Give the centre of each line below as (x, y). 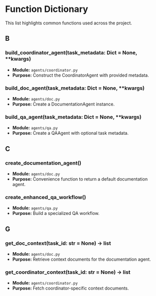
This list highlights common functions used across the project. (69, 23)
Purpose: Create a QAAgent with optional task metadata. (70, 133)
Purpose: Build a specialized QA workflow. (56, 213)
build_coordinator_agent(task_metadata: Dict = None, (71, 53)
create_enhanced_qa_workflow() (46, 197)
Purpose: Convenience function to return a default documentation (80, 179)
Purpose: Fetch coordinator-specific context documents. (71, 288)
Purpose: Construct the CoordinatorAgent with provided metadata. (81, 75)
